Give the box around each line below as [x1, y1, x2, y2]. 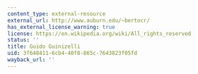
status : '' [7, 37, 40, 44]
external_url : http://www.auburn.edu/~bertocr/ [7, 17, 151, 24]
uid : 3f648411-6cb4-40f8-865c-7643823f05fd [7, 50, 138, 57]
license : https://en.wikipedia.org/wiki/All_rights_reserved [7, 30, 192, 37]
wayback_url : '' [7, 56, 55, 63]
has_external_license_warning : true [7, 23, 115, 30]
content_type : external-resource [7, 10, 106, 18]
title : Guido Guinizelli [7, 43, 81, 50]
